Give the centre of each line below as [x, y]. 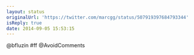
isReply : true [24, 23]
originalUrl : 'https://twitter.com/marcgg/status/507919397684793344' [98, 17]
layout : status [26, 12]
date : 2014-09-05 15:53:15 [40, 28]
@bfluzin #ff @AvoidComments [46, 45]
